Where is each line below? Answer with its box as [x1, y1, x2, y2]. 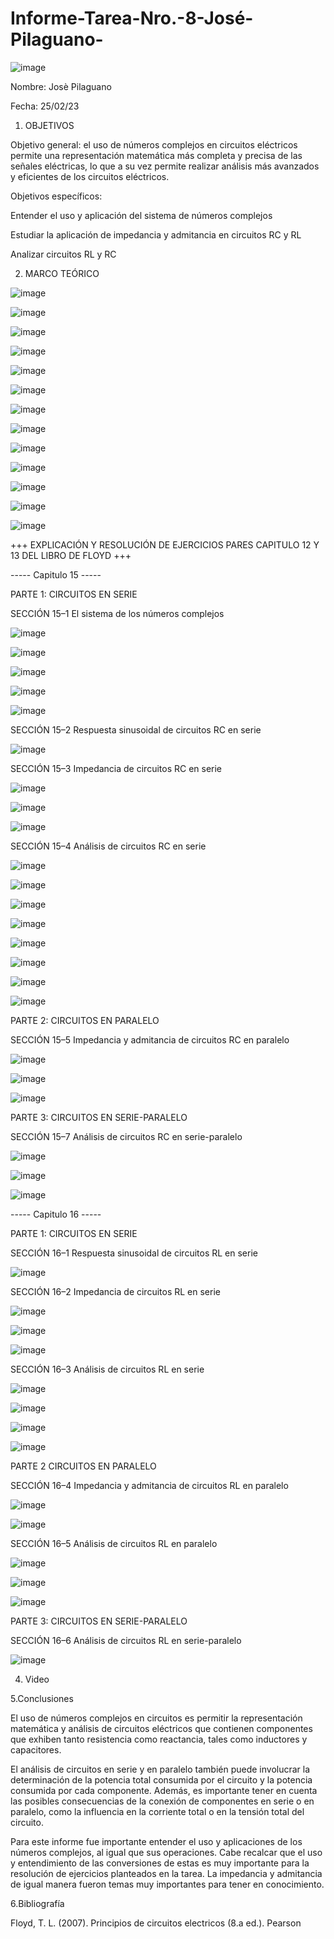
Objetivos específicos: [10, 190, 103, 202]
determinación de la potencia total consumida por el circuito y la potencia [10, 1773, 313, 1786]
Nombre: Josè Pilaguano [10, 80, 112, 92]
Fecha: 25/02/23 [10, 100, 80, 112]
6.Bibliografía [10, 1897, 65, 1909]
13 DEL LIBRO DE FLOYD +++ [10, 549, 132, 561]
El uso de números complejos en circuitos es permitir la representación [10, 1712, 303, 1724]
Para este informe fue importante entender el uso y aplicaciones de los [10, 1835, 303, 1847]
